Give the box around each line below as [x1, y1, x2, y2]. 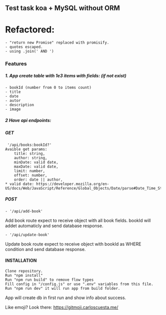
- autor [5, 98, 21, 103]
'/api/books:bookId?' [7, 142, 52, 147]
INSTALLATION [5, 257, 37, 263]
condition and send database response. [5, 246, 86, 252]
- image [5, 107, 21, 112]
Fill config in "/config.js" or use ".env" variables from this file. [5, 281, 154, 287]
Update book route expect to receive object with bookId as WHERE [5, 241, 142, 247]
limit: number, [14, 168, 45, 173]
